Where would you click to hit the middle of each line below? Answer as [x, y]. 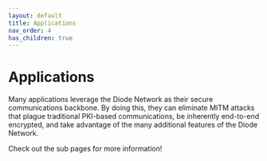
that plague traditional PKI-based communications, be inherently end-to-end [134, 116]
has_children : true [41, 38]
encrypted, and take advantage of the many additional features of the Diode [133, 125]
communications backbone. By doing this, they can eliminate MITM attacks [132, 108]
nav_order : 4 [30, 30]
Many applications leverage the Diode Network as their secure [111, 100]
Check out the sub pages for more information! [85, 149]
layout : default [35, 16]
